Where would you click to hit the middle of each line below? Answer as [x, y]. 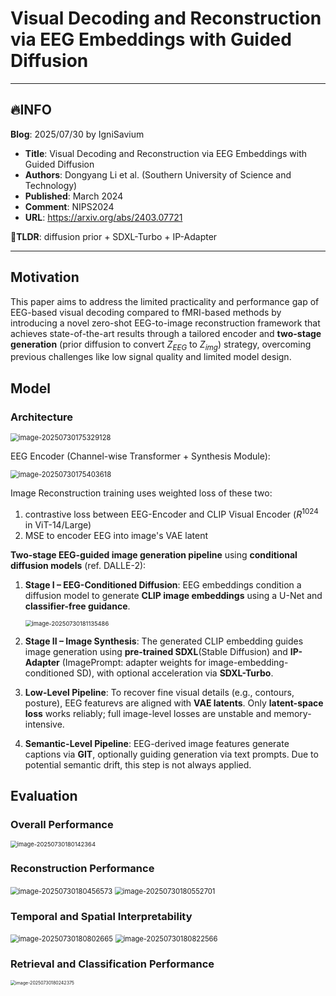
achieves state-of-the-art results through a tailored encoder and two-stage [166, 333]
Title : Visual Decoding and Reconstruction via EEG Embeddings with [166, 153]
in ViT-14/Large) [58, 524]
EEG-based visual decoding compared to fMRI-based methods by [146, 312]
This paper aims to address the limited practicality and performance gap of [165, 301]
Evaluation [44, 796]
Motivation [45, 277]
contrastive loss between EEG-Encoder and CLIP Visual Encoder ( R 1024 [171, 513]
